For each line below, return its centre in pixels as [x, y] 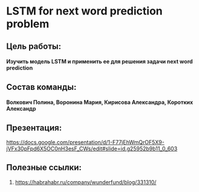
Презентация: [34, 128]
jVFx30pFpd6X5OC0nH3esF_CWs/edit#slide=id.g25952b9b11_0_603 [92, 149]
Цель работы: [34, 46]
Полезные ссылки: [44, 168]
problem [28, 24]
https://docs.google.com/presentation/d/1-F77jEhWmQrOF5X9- [85, 142]
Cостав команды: [41, 87]
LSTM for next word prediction [84, 11]
